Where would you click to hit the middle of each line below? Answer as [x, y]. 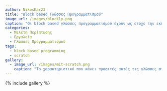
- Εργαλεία [21, 37]
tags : [11, 46]
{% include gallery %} [28, 83]
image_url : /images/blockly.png [39, 19]
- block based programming [38, 51]
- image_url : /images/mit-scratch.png [50, 64]
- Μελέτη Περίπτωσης [31, 32]
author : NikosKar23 [25, 10]
